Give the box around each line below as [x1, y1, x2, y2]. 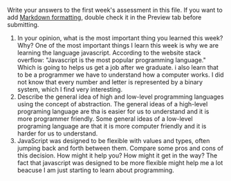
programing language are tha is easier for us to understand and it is [17, 107, 210, 115]
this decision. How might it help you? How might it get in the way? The [17, 151, 218, 160]
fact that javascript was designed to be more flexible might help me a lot [17, 159, 223, 166]
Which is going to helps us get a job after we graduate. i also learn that [17, 64, 219, 71]
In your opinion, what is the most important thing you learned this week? [17, 34, 223, 42]
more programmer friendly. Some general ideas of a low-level [17, 115, 193, 123]
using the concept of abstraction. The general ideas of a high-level [17, 100, 208, 108]
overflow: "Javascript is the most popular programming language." [17, 56, 206, 64]
